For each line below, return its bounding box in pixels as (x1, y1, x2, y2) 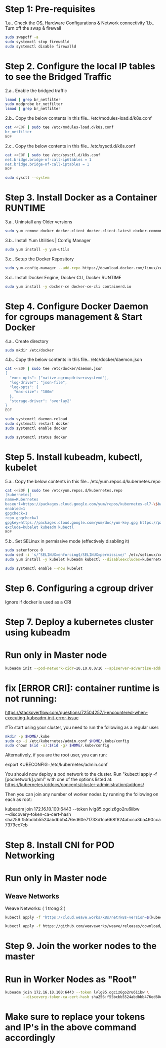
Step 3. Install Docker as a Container (5, 192, 158, 203)
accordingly (5, 1032, 56, 1044)
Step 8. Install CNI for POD (5, 839, 115, 850)
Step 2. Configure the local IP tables (5, 60, 156, 72)
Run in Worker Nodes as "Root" (5, 974, 137, 985)
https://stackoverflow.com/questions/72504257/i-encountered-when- (5, 709, 148, 715)
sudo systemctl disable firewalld (5, 44, 77, 49)
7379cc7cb (5, 822, 28, 828)
